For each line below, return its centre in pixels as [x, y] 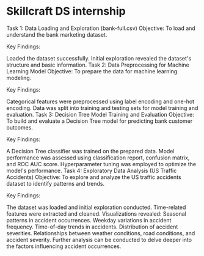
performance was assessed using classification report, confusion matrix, [98, 158]
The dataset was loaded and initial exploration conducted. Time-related [96, 207]
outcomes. [20, 127]
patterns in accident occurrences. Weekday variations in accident [89, 220]
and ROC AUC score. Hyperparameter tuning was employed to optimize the [101, 164]
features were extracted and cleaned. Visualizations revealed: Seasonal [96, 214]
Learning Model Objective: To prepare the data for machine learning [92, 71]
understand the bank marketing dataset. [57, 34]
